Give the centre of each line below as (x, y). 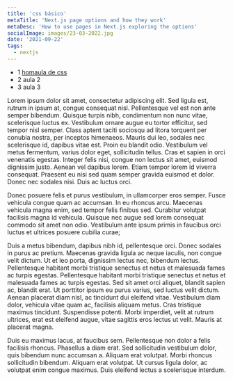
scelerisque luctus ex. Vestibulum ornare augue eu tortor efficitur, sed (107, 122)
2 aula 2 (29, 79)
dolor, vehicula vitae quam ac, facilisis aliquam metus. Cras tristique (104, 305)
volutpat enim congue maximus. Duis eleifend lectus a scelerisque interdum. (116, 370)
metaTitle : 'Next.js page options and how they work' (87, 20)
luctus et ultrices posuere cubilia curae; (64, 232)
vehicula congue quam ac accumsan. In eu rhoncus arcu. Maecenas (105, 202)
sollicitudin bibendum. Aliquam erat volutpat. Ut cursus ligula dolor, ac (107, 362)
